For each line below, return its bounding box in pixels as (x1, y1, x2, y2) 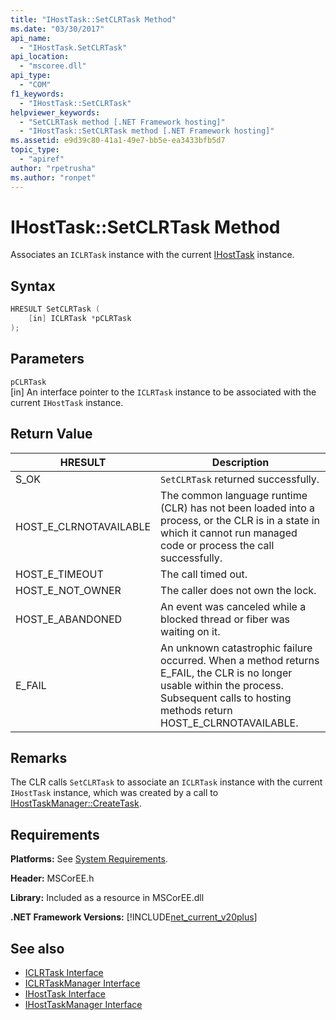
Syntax (10, 277, 56, 295)
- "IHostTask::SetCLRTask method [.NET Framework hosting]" (19, 126, 275, 136)
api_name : (10, 33, 52, 43)
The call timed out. (160, 567, 248, 581)
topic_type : (10, 145, 60, 155)
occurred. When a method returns (160, 653, 320, 667)
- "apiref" (19, 154, 65, 164)
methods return (160, 703, 233, 717)
